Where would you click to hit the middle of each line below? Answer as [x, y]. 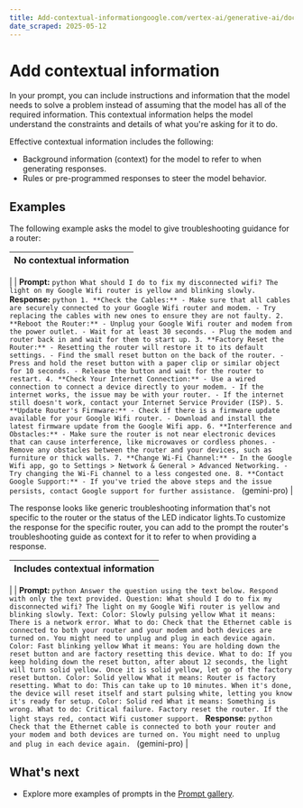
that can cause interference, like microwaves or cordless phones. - [143, 443]
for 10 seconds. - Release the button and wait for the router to [137, 372]
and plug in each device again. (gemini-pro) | [99, 744]
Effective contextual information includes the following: [111, 142]
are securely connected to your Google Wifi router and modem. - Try [143, 308]
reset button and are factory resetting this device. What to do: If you [151, 655]
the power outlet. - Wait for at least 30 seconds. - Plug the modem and [151, 332]
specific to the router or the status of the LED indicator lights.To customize [147, 518]
